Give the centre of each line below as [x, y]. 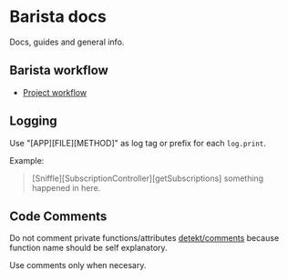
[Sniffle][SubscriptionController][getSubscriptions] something [148, 178]
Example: [27, 160]
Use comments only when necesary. [78, 265]
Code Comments [58, 216]
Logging [33, 121]
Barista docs [58, 17]
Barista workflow [59, 70]
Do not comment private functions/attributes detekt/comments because [144, 238]
